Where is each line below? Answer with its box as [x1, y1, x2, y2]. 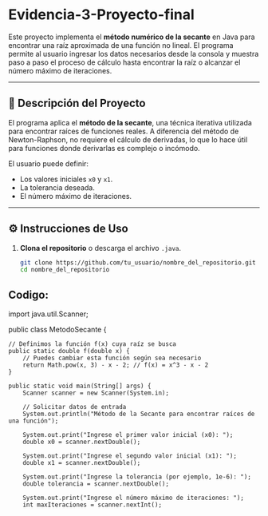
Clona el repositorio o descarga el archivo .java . [19, 243, 182, 252]
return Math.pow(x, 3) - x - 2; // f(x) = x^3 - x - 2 [22, 361, 209, 369]
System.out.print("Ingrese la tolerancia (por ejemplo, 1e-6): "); [22, 473, 251, 481]
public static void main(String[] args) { [8, 382, 152, 391]
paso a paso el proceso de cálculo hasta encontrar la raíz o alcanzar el [8, 58, 241, 67]
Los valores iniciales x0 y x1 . [19, 174, 113, 184]
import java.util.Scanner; [8, 309, 89, 319]
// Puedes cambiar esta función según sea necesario [22, 354, 202, 363]
